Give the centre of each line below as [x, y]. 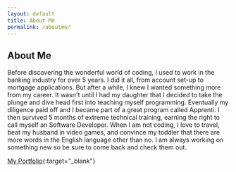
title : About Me [31, 20]
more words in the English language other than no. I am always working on [116, 140]
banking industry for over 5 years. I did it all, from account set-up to [106, 80]
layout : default [31, 14]
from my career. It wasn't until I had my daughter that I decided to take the [115, 95]
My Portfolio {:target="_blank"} [51, 161]
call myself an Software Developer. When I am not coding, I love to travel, [113, 125]
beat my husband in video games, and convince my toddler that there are [114, 133]
